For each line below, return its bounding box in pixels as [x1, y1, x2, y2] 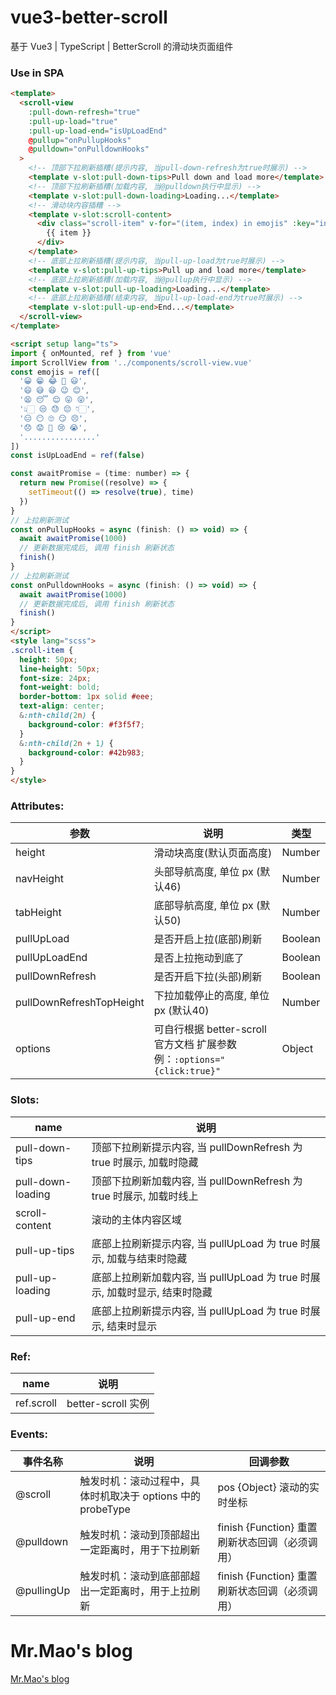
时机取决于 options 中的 [89, 1489, 201, 1503]
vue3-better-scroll [10, 6, 168, 29]
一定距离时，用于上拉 [89, 1584, 191, 1598]
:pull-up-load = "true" [28, 116, 118, 126]
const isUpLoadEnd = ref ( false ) [10, 451, 145, 461]
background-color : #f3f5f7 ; [28, 719, 145, 730]
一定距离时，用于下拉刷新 [79, 1543, 201, 1557]
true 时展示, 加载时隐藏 [91, 1155, 199, 1169]
